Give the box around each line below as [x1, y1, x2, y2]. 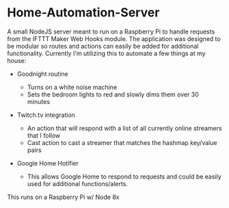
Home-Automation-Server [7, 5, 160, 21]
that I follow [27, 131, 61, 140]
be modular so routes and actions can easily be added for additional [7, 42, 199, 50]
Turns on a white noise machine [27, 83, 118, 91]
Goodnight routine [16, 70, 68, 78]
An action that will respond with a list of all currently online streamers [27, 124, 222, 132]
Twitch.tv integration [16, 111, 75, 119]
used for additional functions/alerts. [27, 179, 129, 187]
